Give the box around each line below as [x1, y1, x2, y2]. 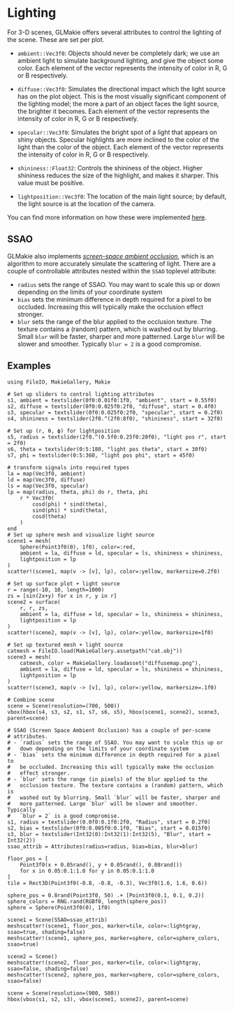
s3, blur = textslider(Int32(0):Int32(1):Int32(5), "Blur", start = [7, 830, 211, 837]
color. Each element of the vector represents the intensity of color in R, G [17, 64, 228, 72]
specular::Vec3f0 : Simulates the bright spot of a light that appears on [17, 128, 218, 136]
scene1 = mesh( [7, 537, 52, 544]
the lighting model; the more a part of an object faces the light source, [17, 99, 219, 108]
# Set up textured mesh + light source [7, 641, 124, 648]
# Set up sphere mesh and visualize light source [7, 531, 155, 539]
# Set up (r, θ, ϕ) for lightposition [7, 427, 120, 434]
